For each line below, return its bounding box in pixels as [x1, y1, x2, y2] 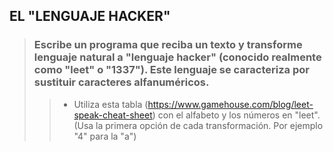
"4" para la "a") [73, 130, 137, 142]
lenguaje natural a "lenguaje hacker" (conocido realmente [33, 50, 322, 64]
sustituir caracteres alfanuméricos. [33, 75, 210, 89]
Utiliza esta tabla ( [73, 98, 149, 110]
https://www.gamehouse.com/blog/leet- [147, 98, 314, 110]
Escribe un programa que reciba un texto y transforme [33, 38, 303, 52]
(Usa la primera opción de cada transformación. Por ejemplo [73, 119, 324, 131]
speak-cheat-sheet [73, 109, 153, 121]
